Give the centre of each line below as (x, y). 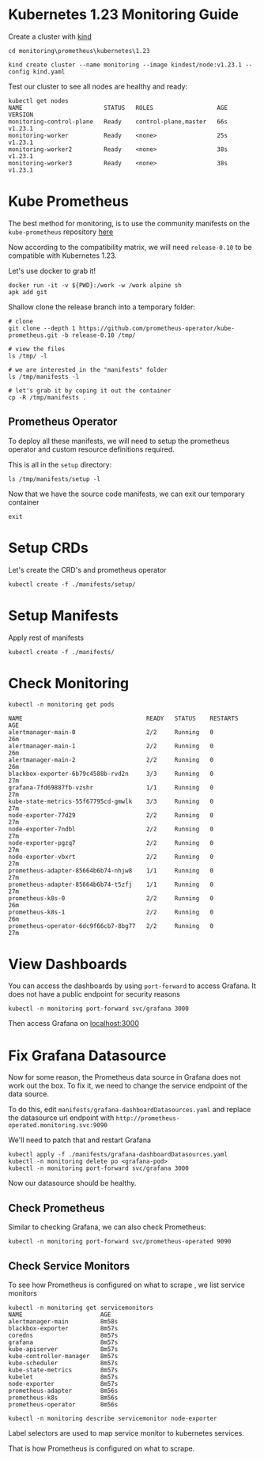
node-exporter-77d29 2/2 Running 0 (111, 815)
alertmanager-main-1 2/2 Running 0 (111, 746)
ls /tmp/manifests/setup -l (55, 479)
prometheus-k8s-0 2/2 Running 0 (111, 898)
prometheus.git (33, 335)
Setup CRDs (48, 548)
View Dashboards (68, 964)
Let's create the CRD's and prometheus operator (87, 570)
